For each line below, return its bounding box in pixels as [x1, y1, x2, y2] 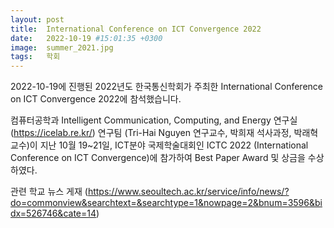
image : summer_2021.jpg [10, 42, 114, 53]
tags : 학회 [10, 52, 61, 62]
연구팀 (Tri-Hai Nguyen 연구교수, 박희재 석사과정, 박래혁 [97, 127, 319, 139]
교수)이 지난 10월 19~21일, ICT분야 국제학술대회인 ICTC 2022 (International [10, 139, 309, 151]
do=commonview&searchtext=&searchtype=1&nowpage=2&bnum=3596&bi [10, 197, 323, 209]
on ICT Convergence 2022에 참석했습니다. [10, 93, 182, 105]
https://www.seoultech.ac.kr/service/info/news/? [87, 186, 290, 198]
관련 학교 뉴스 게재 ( [10, 186, 88, 198]
